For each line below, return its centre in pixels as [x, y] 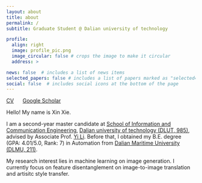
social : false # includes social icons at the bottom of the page [93, 84]
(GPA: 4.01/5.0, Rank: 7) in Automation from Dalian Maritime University [93, 143]
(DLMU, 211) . [22, 149]
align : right [28, 45]
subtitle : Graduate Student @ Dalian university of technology [87, 28]
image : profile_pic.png [41, 51]
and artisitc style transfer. [38, 174]
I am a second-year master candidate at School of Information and [89, 124]
